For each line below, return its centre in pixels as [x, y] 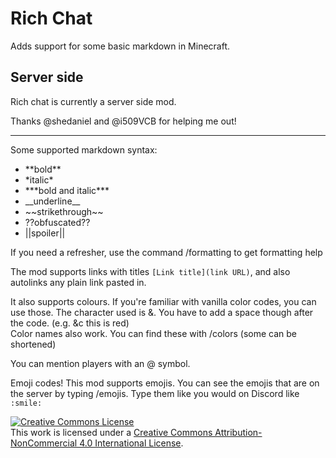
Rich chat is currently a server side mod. [93, 101]
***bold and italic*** [67, 190]
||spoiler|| [45, 233]
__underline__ [52, 201]
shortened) [33, 344]
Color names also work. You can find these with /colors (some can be [153, 333]
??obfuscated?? [57, 222]
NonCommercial [44, 443]
